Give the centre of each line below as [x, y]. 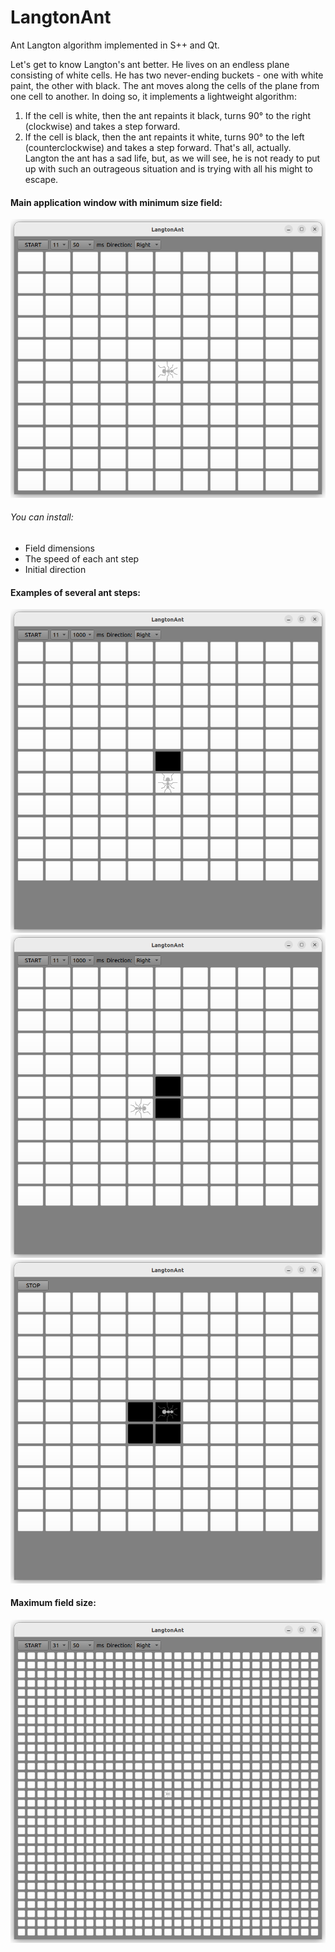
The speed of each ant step [82, 558]
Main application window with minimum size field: [116, 202]
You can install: [42, 517]
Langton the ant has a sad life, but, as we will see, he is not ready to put [172, 158]
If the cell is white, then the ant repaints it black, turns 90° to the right [168, 115]
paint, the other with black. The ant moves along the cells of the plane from [165, 85]
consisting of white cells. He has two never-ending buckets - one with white [167, 75]
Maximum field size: [53, 1603]
